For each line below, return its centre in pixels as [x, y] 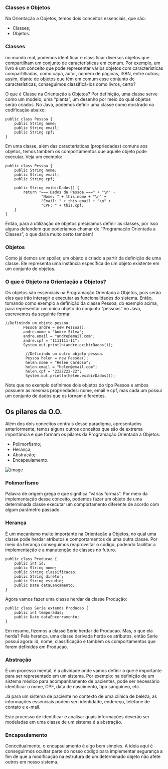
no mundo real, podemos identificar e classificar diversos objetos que [77, 57]
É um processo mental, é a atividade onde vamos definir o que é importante [83, 670]
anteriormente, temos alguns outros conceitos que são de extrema [74, 429]
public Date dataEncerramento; [47, 617]
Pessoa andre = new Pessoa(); [55, 328]
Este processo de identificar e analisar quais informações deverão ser [77, 716]
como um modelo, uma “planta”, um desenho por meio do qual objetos [78, 99]
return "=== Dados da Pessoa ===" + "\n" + [69, 192]
